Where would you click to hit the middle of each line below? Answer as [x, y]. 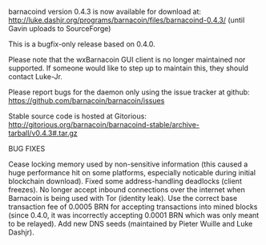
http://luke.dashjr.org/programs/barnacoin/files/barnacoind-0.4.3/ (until [127, 20]
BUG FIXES [27, 149]
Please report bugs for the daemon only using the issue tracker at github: [129, 92]
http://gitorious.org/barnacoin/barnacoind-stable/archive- [104, 125]
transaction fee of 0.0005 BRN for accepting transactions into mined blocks [133, 207]
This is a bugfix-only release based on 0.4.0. [82, 44]
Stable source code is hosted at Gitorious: [77, 116]
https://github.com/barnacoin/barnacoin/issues [87, 100]
